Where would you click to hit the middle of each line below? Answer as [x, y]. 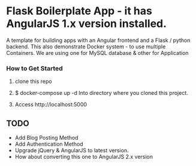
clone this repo [33, 81]
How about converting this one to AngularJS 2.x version [84, 157]
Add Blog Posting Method [47, 138]
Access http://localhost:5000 [51, 104]
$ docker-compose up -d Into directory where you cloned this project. [102, 93]
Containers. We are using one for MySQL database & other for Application [97, 53]
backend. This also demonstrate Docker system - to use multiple [86, 47]
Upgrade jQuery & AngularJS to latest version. [72, 150]
